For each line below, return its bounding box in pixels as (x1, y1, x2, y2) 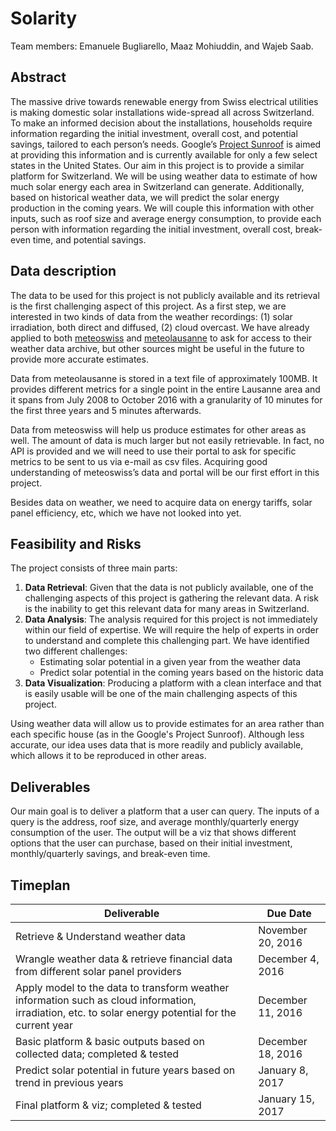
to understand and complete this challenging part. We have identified (24, 635, 310, 647)
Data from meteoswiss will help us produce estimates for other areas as (10, 423, 307, 436)
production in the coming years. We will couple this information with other (10, 202, 315, 214)
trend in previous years (15, 1076, 124, 1089)
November (258, 923, 308, 937)
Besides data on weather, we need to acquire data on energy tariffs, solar (10, 496, 313, 508)
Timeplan (10, 877, 71, 894)
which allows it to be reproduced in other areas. (10, 750, 207, 762)
